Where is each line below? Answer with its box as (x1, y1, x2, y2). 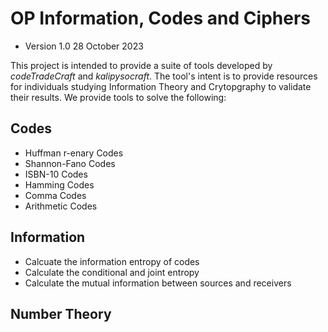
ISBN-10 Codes (24, 168, 88, 180)
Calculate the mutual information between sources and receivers (24, 277, 292, 289)
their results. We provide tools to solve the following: (10, 91, 227, 103)
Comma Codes (24, 189, 87, 201)
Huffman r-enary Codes (24, 147, 124, 159)
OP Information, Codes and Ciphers (10, 7, 311, 30)
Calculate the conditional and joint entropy (24, 266, 200, 278)
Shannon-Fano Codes (24, 157, 116, 169)
